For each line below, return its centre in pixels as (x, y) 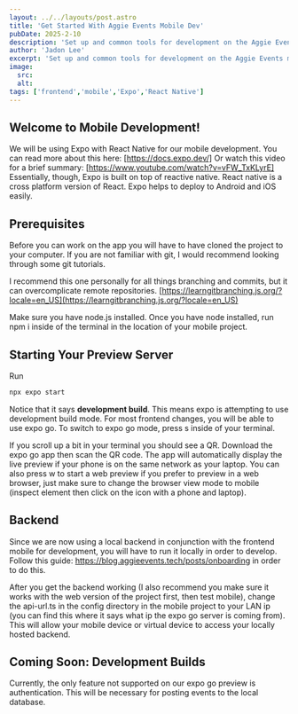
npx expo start (37, 392)
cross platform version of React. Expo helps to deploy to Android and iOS (143, 186)
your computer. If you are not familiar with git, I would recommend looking (144, 255)
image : (21, 67)
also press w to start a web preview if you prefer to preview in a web (134, 473)
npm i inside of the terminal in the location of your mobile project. (129, 327)
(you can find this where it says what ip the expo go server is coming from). (147, 615)
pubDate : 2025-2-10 (45, 34)
